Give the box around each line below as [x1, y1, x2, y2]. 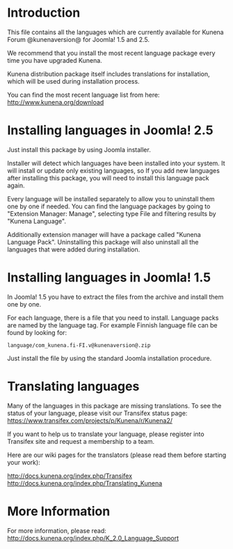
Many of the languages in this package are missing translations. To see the [7, 401, 222, 410]
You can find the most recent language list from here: [7, 91, 160, 99]
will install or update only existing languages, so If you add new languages [7, 166, 220, 175]
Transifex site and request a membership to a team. [7, 437, 155, 445]
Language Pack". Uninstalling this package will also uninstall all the [7, 238, 199, 246]
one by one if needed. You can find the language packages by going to [7, 202, 211, 210]
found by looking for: [7, 328, 67, 337]
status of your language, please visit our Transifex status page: [7, 409, 188, 417]
